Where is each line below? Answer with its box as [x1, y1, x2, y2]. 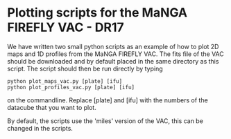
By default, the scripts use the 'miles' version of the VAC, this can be [7, 116, 203, 125]
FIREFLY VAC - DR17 [7, 19, 125, 35]
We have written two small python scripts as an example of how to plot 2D [7, 42, 219, 50]
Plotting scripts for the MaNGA [7, 5, 188, 21]
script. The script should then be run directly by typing [7, 64, 163, 73]
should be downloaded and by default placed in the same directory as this [7, 57, 219, 65]
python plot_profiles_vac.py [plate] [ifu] [7, 84, 135, 91]
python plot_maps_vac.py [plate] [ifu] [7, 77, 123, 84]
